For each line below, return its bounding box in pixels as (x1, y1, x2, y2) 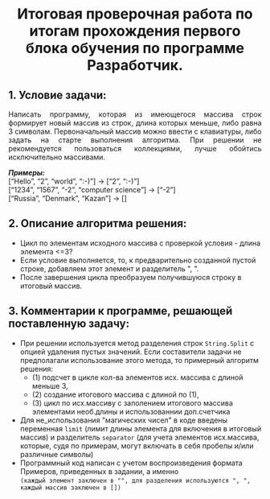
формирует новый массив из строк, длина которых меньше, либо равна (8, 118, 262, 127)
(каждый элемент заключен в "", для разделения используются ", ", (19, 476, 251, 485)
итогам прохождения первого (29, 22, 241, 40)
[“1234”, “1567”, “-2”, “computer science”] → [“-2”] (8, 185, 176, 194)
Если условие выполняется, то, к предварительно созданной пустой (19, 255, 256, 265)
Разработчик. (87, 56, 183, 75)
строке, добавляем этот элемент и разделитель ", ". (19, 263, 199, 274)
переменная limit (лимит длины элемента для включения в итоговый (19, 423, 262, 433)
